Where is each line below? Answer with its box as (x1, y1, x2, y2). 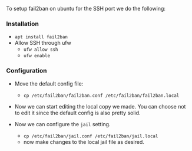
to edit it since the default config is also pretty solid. (14, 109, 141, 116)
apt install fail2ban (14, 34, 68, 40)
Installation (6, 19, 39, 28)
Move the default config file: (14, 80, 84, 87)
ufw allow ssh (23, 47, 58, 52)
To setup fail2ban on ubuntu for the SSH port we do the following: (6, 5, 166, 12)
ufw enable (23, 53, 51, 59)
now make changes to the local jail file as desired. (23, 138, 144, 145)
